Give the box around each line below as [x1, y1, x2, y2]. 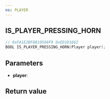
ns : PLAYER [5, 7, 29, 13]
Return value [5, 87, 47, 96]
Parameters [5, 59, 43, 67]
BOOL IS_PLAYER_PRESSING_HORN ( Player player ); [5, 44, 106, 50]
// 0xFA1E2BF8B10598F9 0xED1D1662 [5, 40, 79, 45]
